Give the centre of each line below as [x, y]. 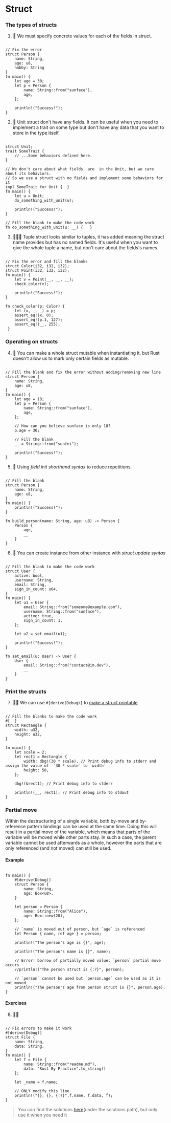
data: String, [29, 1046]
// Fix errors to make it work [39, 1028]
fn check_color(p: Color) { [35, 307]
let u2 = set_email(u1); [41, 634]
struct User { [20, 571]
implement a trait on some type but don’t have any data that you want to [88, 127]
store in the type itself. [36, 133]
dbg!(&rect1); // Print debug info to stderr [64, 784]
